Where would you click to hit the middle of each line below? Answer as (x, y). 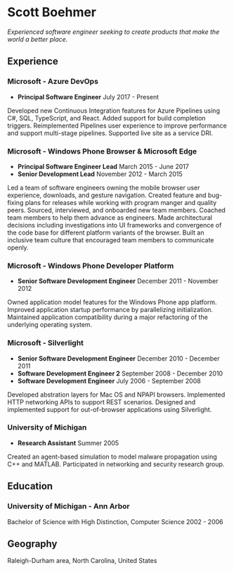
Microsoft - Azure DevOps (53, 82)
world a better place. (38, 39)
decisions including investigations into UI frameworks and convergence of (115, 225)
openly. (18, 247)
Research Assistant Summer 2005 (68, 443)
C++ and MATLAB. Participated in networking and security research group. (116, 464)
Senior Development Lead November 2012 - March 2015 (100, 174)
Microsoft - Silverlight (46, 343)
